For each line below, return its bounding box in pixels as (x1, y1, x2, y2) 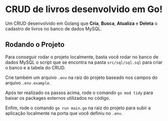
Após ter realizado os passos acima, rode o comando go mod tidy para (5, 90, 153, 96)
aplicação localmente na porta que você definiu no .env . (5, 110, 123, 116)
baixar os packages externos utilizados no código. (5, 95, 110, 101)
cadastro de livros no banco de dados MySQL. (5, 25, 102, 31)
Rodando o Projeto (5, 41, 65, 49)
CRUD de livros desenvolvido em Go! (5, 4, 163, 15)
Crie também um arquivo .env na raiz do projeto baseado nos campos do (5, 74, 158, 80)
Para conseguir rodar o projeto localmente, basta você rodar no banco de (5, 54, 158, 60)
